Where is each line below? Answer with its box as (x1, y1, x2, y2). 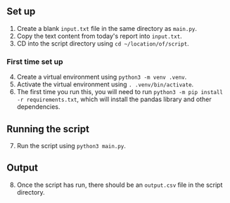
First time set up (6, 56, 63, 66)
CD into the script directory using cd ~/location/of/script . (16, 39, 189, 48)
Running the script (6, 123, 89, 135)
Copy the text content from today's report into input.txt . (16, 32, 182, 40)
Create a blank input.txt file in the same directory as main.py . (16, 24, 198, 32)
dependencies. (16, 103, 60, 111)
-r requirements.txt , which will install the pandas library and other (16, 95, 212, 104)
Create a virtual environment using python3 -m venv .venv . (16, 73, 187, 81)
